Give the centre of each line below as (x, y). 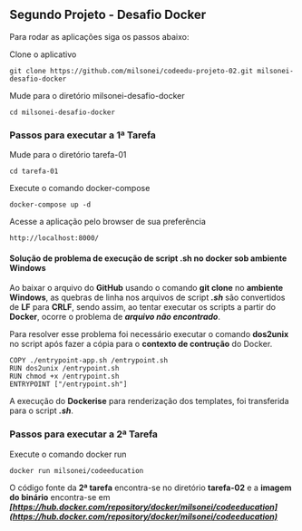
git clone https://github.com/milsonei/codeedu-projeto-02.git (132, 71)
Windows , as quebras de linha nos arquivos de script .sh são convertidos (147, 297)
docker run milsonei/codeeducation (77, 470)
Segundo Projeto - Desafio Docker (108, 15)
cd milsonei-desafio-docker (63, 112)
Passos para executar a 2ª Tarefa (84, 434)
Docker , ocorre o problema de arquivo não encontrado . (115, 317)
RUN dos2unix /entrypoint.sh (64, 369)
